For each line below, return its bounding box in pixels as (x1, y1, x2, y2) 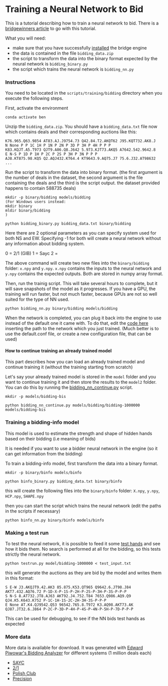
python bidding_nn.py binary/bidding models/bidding (5, 306, 118, 311)
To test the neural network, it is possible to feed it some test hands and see (5, 541, 160, 547)
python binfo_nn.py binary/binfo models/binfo (5, 518, 104, 523)
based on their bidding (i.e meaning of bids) (5, 435, 96, 441)
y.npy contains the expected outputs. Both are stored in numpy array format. (5, 271, 163, 277)
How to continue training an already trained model (5, 347, 112, 354)
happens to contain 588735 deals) (5, 185, 76, 191)
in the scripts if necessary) (5, 508, 61, 514)
